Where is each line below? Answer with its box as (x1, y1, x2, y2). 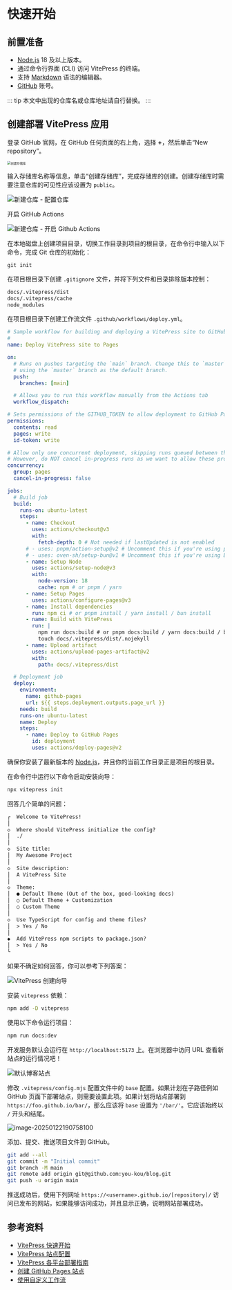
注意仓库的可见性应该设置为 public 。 (12, 181, 119, 189)
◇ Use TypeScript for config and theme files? (7, 916, 147, 923)
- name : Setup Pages (25, 590, 85, 597)
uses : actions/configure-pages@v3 (32, 596, 131, 604)
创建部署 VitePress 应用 (7, 118, 109, 130)
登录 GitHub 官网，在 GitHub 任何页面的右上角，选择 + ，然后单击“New (7, 138, 209, 146)
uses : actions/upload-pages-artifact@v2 (32, 648, 150, 655)
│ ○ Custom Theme (7, 903, 60, 910)
